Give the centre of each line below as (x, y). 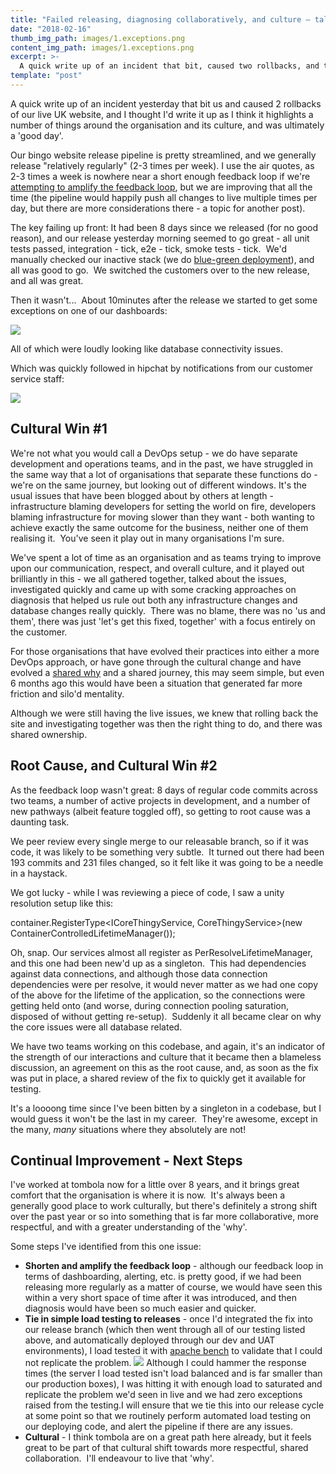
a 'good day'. (37, 135)
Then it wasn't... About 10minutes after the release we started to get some (164, 300)
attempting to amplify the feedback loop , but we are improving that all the (161, 187)
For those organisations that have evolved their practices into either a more (165, 651)
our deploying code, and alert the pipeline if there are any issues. (158, 1427)
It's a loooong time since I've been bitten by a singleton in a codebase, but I (166, 1108)
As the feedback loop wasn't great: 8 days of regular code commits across (164, 790)
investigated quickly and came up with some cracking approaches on (153, 589)
